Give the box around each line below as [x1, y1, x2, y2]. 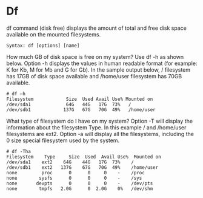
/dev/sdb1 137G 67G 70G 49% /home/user [6, 106, 156, 113]
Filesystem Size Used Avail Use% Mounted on [6, 96, 153, 102]
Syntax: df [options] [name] [6, 43, 80, 49]
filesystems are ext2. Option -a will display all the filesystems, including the [6, 130, 194, 137]
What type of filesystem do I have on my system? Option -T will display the [6, 117, 193, 125]
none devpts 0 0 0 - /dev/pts [6, 180, 153, 186]
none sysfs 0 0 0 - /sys [6, 175, 142, 181]
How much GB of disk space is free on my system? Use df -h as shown [6, 53, 184, 60]
